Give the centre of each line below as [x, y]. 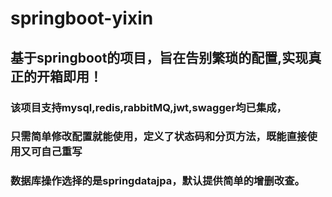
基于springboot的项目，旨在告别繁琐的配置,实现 [159, 57]
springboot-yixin [82, 18]
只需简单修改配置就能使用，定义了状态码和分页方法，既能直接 [159, 137]
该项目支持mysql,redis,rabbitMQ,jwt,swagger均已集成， [148, 107]
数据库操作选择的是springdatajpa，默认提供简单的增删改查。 [157, 181]
